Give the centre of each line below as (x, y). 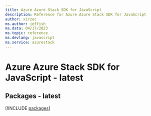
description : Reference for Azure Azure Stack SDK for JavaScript (76, 14)
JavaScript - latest (44, 77)
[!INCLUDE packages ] (28, 108)
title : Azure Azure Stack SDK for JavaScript (53, 10)
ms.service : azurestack (30, 42)
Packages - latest (33, 96)
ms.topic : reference (27, 33)
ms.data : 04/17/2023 (27, 28)
